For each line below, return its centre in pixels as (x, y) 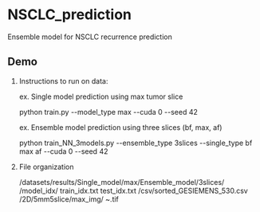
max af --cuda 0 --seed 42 (63, 151)
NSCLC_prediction (70, 15)
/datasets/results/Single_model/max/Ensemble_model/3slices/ (122, 182)
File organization (46, 167)
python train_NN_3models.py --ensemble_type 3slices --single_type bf (136, 143)
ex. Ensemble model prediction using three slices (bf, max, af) (120, 127)
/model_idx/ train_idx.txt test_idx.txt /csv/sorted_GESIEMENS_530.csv (133, 190)
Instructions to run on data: (63, 80)
